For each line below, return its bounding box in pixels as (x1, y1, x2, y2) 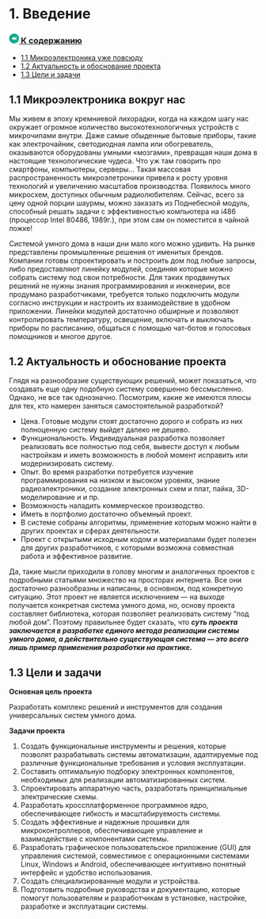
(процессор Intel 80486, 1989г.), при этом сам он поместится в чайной (9, 215, 249, 225)
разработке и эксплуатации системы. (20, 902, 149, 911)
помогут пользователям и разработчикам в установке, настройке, (20, 893, 248, 902)
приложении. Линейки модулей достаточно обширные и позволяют (9, 306, 239, 316)
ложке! (9, 224, 32, 233)
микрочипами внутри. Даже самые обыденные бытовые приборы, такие (9, 131, 256, 140)
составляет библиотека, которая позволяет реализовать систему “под (9, 609, 249, 619)
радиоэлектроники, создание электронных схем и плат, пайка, (20, 484, 235, 494)
